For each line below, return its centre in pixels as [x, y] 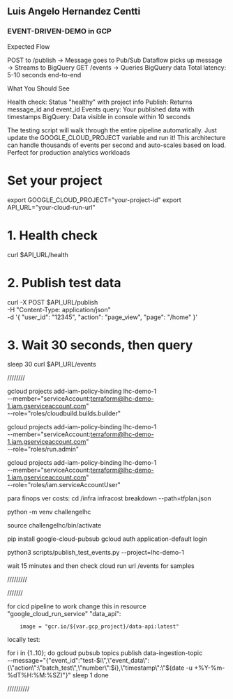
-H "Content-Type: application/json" [59, 309]
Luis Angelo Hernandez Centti [74, 11]
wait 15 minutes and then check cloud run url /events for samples [101, 566]
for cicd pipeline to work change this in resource [77, 606]
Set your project [55, 180]
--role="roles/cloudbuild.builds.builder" [64, 413]
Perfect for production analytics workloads [69, 152]
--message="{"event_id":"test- [52, 661]
